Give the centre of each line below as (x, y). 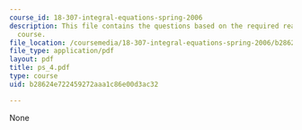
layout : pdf (31, 59)
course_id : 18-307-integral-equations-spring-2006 (106, 17)
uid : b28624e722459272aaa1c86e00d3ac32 (84, 84)
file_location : (38, 43)
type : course (34, 76)
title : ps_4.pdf (40, 68)
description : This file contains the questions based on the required (144, 26)
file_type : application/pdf (62, 51)
